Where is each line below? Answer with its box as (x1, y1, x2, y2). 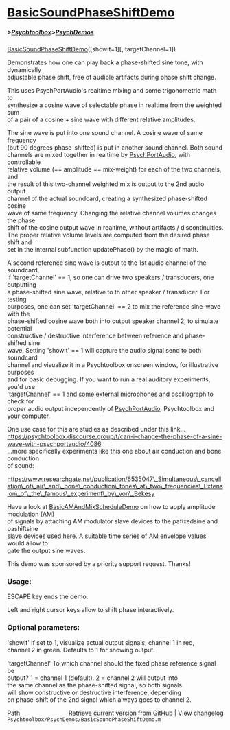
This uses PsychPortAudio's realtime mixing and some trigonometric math (7, 86, 217, 95)
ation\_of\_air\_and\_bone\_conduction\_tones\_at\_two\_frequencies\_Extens (7, 482, 223, 491)
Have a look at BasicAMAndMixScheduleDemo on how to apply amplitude (7, 503, 216, 511)
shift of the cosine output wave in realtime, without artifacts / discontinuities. (7, 224, 224, 232)
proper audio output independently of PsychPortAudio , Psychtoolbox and (7, 405, 215, 413)
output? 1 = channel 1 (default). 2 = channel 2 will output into (7, 674, 179, 682)
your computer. (7, 412, 51, 420)
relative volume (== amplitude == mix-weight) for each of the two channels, (7, 165, 222, 174)
